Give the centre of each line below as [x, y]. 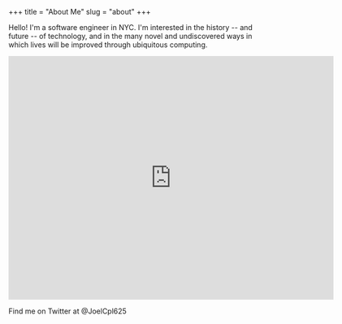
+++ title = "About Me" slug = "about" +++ [80, 12]
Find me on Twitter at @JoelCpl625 [68, 311]
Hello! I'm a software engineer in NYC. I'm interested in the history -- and [131, 27]
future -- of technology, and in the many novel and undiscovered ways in [130, 36]
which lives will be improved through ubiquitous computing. [108, 45]
